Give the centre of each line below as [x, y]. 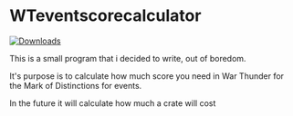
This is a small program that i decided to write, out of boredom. [128, 58]
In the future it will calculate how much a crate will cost [113, 103]
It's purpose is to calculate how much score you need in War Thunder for [147, 76]
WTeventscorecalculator [105, 16]
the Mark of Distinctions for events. [76, 85]
